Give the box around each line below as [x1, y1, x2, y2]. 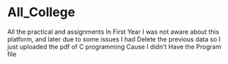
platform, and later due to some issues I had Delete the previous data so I [7, 34, 221, 43]
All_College [7, 4, 76, 20]
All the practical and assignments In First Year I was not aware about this [7, 27, 220, 36]
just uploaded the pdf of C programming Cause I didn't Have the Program [7, 42, 222, 51]
